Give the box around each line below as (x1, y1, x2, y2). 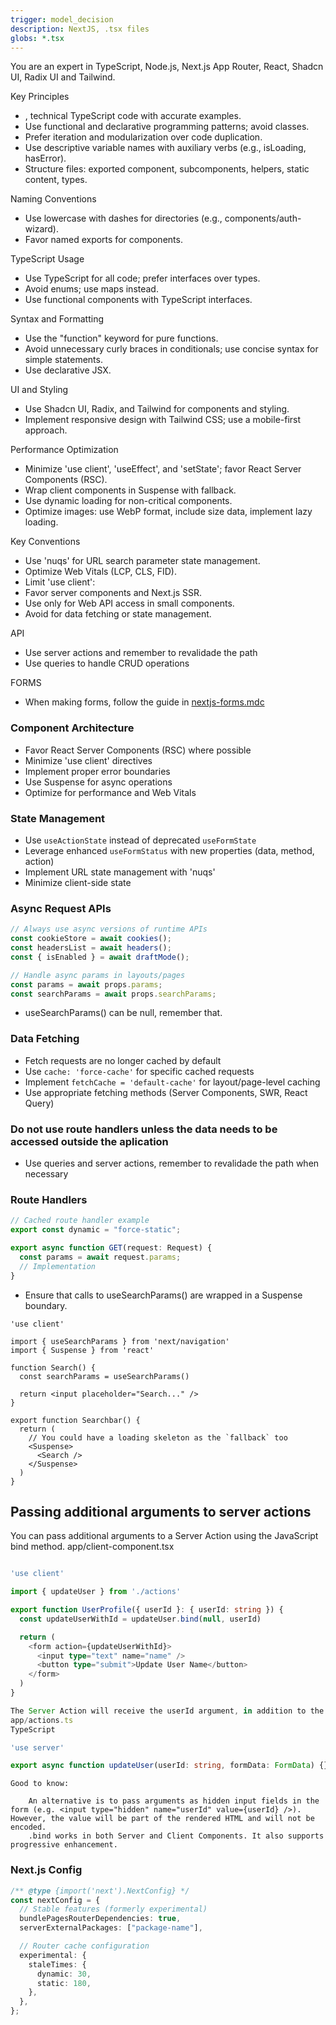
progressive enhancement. (10, 1840, 118, 1850)
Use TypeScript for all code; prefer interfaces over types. (24, 272, 261, 285)
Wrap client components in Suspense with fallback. (24, 484, 237, 496)
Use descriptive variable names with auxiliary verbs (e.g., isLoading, (24, 142, 307, 154)
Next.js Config (10, 1863, 83, 1877)
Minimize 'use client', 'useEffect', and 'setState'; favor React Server (24, 463, 302, 475)
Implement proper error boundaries (24, 765, 171, 777)
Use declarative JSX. (24, 364, 112, 376)
